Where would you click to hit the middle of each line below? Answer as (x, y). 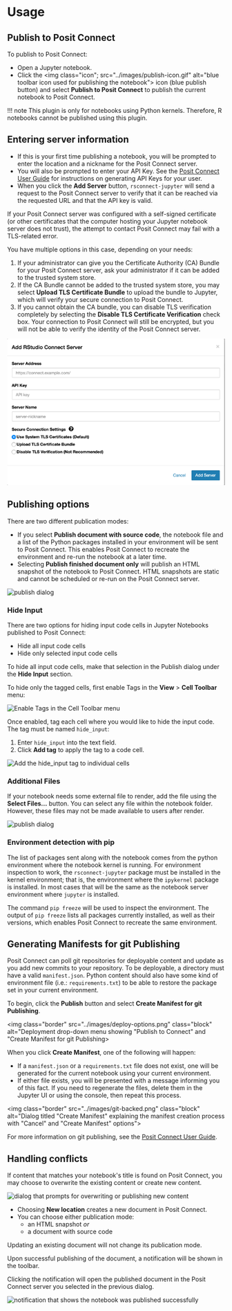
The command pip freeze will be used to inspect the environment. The (108, 907)
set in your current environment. (53, 990)
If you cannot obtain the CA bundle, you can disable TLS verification (114, 307)
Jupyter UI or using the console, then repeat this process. (99, 1096)
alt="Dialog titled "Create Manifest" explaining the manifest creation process (116, 1116)
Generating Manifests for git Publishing (94, 944)
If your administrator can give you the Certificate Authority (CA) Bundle (118, 262)
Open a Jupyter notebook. (55, 68)
